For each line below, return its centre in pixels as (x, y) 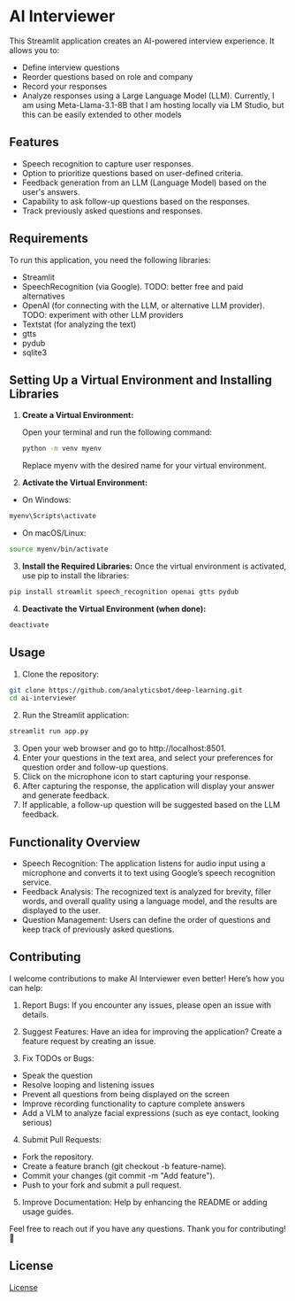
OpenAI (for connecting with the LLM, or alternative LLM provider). (143, 305)
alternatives (43, 296)
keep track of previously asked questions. (98, 929)
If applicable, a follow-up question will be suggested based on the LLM (151, 805)
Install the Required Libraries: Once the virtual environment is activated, (154, 566)
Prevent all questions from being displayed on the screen (125, 1094)
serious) (37, 1122)
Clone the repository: (61, 674)
